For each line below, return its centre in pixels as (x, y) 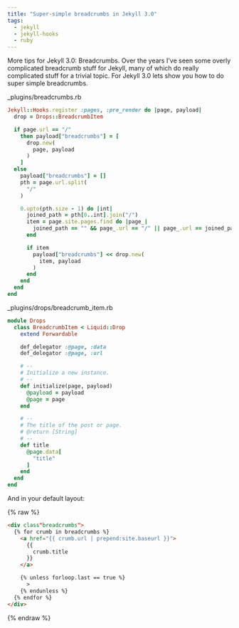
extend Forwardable (49, 334)
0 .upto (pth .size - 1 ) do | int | (67, 208)
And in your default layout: (46, 498)
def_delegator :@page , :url (62, 353)
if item (38, 248)
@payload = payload (55, 393)
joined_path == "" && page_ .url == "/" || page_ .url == (117, 228)
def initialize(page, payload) (67, 386)
